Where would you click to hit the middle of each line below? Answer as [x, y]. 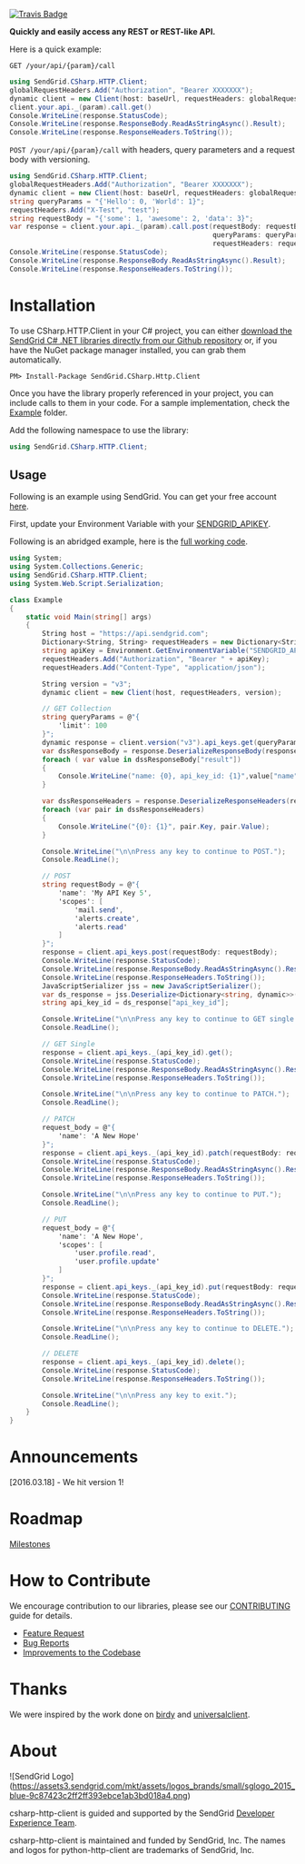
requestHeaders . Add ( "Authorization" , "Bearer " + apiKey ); [156, 659]
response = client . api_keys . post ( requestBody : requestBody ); [160, 952]
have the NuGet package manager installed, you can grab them [128, 350]
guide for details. [41, 1615]
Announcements [74, 1457]
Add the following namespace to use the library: [99, 430]
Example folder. [39, 412]
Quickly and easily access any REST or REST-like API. [113, 31]
